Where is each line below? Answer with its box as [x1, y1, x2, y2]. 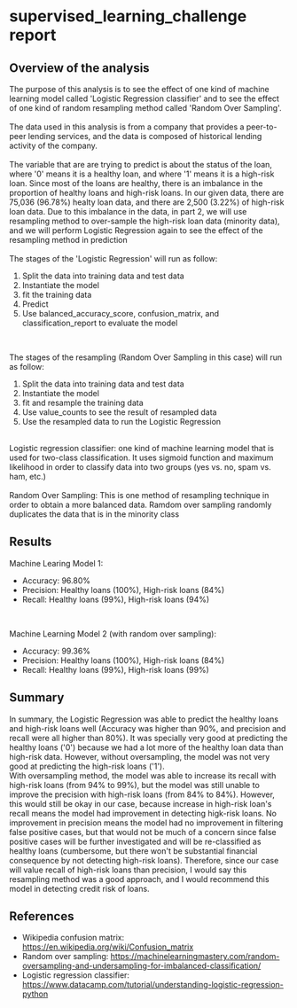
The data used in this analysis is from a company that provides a [9, 121, 245, 132]
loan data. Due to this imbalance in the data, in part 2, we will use [9, 207, 247, 216]
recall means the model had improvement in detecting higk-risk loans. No [9, 808, 277, 818]
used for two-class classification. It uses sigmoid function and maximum [9, 452, 274, 463]
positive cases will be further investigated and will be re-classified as [9, 836, 262, 847]
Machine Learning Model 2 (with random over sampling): [9, 628, 217, 639]
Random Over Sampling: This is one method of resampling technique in [9, 490, 270, 500]
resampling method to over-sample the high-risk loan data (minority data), [9, 215, 281, 226]
